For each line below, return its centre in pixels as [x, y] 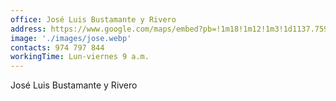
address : [28, 29]
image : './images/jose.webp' [71, 38]
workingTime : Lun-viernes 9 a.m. [80, 57]
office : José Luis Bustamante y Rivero [93, 19]
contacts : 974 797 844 [57, 47]
